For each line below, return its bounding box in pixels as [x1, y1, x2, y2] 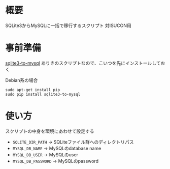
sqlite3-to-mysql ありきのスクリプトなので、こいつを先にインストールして [5, 60, 161, 66]
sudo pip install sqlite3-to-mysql [5, 92, 81, 97]
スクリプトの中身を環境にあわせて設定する [5, 128, 94, 134]
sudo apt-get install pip [5, 87, 60, 92]
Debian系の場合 [5, 77, 38, 83]
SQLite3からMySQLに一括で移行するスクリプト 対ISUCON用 [5, 22, 132, 29]
